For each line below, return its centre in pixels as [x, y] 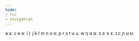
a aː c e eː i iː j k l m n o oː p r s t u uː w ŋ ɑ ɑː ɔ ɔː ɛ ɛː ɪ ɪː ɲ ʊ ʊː [70, 33]
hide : [11, 10]
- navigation [19, 19]
